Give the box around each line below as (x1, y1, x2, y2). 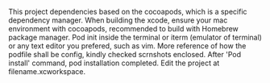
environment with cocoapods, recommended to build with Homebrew (8, 24, 239, 33)
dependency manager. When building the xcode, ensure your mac (8, 15, 228, 25)
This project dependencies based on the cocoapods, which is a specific (8, 7, 247, 16)
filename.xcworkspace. (8, 67, 86, 76)
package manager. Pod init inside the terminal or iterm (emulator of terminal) (8, 32, 262, 42)
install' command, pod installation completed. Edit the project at (8, 58, 220, 68)
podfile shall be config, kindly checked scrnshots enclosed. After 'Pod (8, 50, 242, 59)
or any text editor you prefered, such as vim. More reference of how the (8, 41, 247, 51)
